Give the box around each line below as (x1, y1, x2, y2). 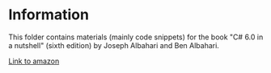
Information (8, 6, 89, 24)
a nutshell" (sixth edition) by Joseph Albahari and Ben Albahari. (8, 40, 220, 50)
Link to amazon (8, 56, 60, 66)
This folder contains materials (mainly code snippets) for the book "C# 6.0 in (8, 32, 264, 42)
